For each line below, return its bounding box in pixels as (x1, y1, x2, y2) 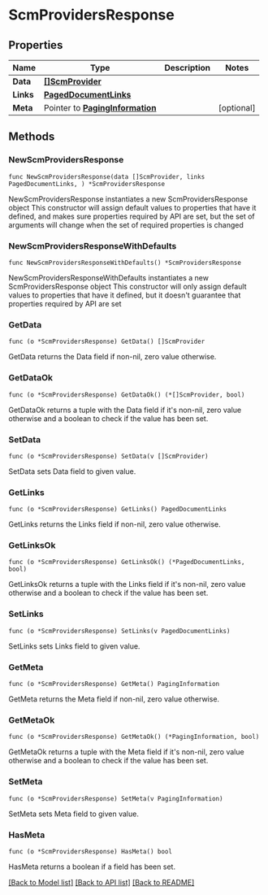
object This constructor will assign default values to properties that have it (8, 202, 257, 212)
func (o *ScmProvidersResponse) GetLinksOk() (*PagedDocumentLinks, (8, 558, 245, 567)
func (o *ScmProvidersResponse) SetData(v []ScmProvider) (8, 452, 209, 460)
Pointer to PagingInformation (43, 102, 157, 113)
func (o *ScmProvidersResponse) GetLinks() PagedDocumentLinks (8, 506, 227, 514)
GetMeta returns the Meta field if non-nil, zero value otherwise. (8, 694, 220, 704)
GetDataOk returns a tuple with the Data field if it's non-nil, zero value (8, 405, 242, 415)
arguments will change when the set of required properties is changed (8, 219, 244, 229)
